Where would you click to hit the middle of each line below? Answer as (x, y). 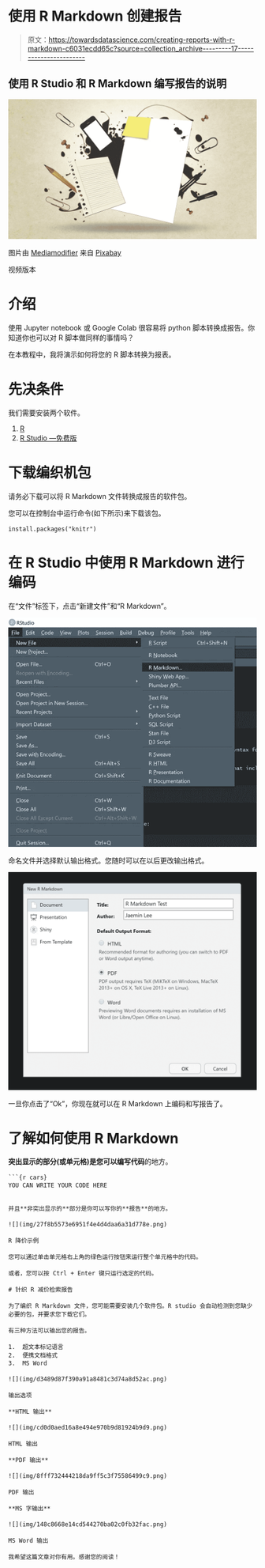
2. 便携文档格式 (33, 1356)
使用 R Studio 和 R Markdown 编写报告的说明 (118, 84)
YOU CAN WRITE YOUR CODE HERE (58, 1186)
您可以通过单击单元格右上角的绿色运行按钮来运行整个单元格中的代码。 (105, 1257)
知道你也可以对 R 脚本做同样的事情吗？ (71, 338)
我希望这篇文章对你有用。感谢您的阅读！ (64, 1557)
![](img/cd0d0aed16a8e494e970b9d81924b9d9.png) (88, 1428)
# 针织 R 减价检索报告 (41, 1290)
